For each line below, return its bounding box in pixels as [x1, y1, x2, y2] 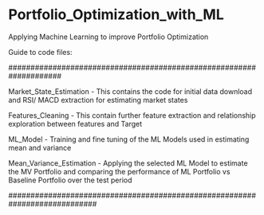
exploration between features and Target [8, 119, 143, 128]
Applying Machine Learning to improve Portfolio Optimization [8, 32, 209, 41]
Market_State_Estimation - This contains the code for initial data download [8, 86, 253, 96]
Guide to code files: [8, 47, 73, 57]
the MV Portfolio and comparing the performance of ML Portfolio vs [8, 166, 231, 176]
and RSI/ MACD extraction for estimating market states [8, 95, 188, 104]
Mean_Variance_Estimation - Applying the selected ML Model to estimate [8, 158, 249, 168]
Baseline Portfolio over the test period [8, 175, 133, 185]
